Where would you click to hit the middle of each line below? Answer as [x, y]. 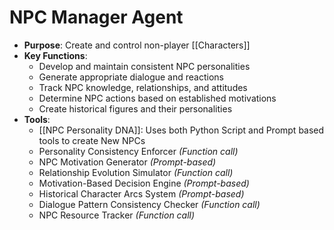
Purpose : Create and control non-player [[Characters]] [137, 45]
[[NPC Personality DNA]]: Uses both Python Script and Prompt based [181, 130]
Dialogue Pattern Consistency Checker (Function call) [149, 204]
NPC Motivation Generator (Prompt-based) [127, 162]
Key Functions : [55, 55]
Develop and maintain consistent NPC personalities [144, 66]
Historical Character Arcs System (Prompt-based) [141, 193]
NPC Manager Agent [96, 17]
